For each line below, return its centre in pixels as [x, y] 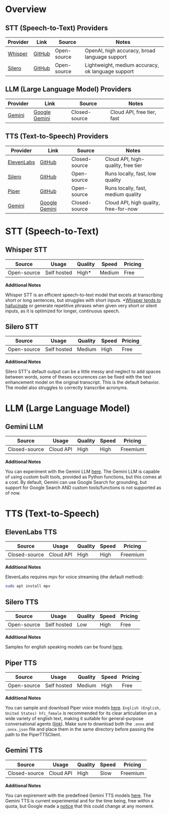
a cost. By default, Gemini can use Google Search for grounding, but [76, 482]
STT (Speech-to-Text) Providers [57, 28]
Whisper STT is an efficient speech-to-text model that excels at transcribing [84, 295]
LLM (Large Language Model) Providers [68, 89]
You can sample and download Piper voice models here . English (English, [83, 708]
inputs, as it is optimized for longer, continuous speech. [63, 311]
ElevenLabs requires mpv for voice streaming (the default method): [75, 577]
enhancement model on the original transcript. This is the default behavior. [82, 383]
